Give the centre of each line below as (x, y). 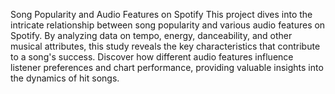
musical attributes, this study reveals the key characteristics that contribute (165, 46)
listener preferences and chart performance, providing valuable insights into (167, 67)
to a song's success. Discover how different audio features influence (152, 57)
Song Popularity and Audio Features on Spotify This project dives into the (161, 14)
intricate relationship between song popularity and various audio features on (168, 25)
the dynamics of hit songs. (65, 78)
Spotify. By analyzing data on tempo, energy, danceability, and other (151, 35)
